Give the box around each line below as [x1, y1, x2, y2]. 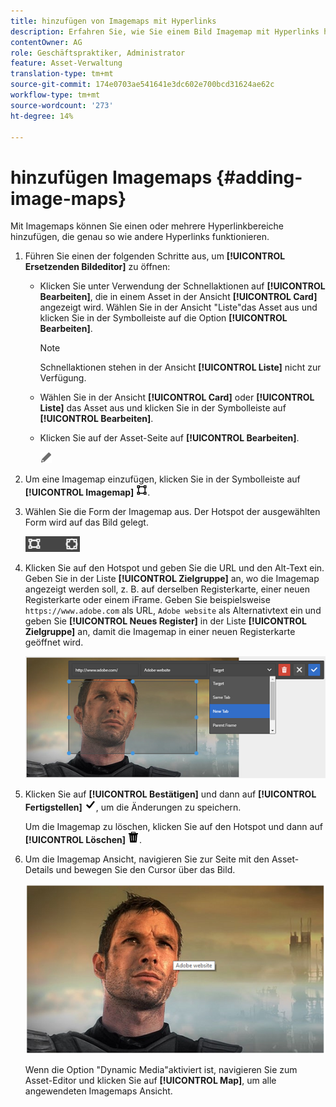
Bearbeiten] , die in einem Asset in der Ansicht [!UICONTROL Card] [39, 291, 318, 303]
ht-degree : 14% [10, 111, 74, 121]
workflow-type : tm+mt [10, 90, 101, 100]
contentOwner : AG [10, 37, 83, 47]
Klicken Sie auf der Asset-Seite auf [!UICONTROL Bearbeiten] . [39, 432, 300, 444]
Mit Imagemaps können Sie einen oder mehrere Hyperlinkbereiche [10, 220, 285, 232]
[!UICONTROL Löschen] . [24, 834, 142, 845]
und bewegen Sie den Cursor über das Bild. [55, 864, 236, 875]
